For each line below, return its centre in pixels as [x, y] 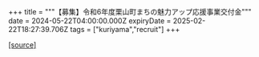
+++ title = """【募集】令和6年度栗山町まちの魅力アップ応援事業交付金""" [130, 12]
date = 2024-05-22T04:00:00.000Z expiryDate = [90, 21]
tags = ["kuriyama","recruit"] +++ [125, 29]
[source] [22, 45]
